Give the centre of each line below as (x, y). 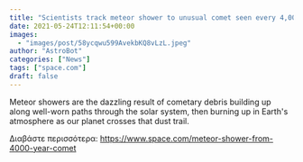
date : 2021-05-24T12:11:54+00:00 (72, 26)
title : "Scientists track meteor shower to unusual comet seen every (143, 18)
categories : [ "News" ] (50, 59)
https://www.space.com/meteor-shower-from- (186, 138)
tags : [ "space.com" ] (48, 68)
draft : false (34, 76)
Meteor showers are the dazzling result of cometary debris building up (141, 102)
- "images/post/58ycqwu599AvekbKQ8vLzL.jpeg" (105, 43)
